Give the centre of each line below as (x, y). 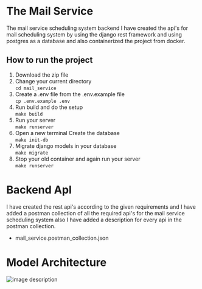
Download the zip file (42, 75)
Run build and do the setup (49, 107)
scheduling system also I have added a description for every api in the (94, 220)
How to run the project (50, 60)
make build (29, 114)
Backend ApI (39, 190)
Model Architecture (57, 262)
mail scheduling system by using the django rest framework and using (94, 34)
